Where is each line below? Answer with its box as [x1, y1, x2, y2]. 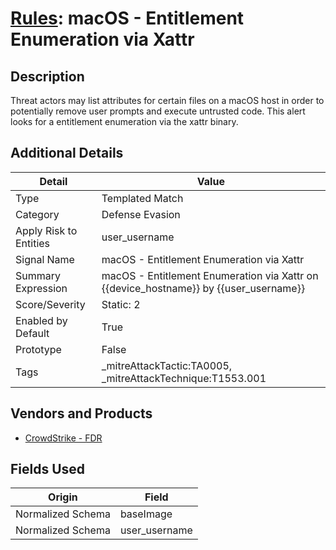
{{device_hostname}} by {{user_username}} [101, 281, 306, 295]
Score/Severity [15, 297, 86, 311]
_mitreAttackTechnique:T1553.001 [101, 371, 267, 385]
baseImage [119, 507, 173, 521]
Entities [15, 236, 51, 250]
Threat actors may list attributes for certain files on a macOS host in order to [10, 95, 325, 106]
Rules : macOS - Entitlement [10, 7, 245, 30]
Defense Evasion [101, 207, 181, 221]
